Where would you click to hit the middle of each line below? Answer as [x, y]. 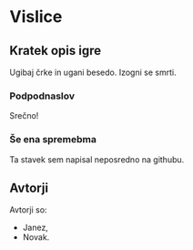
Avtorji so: [28, 210]
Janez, [35, 228]
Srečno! [24, 116]
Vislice [36, 17]
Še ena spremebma [53, 140]
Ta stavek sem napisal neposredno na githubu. [97, 159]
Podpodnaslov [42, 96]
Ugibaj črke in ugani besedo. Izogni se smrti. [93, 72]
